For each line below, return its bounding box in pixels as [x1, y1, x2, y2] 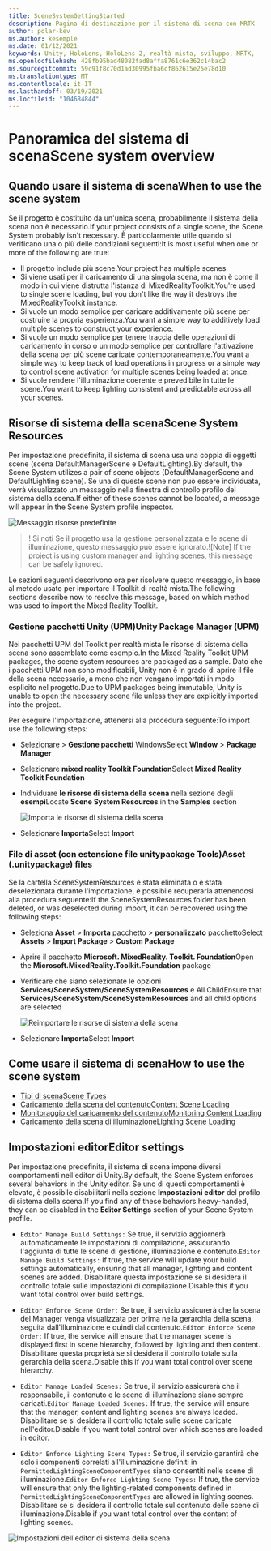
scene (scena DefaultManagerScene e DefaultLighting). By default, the [8, 459, 243, 469]
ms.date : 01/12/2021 [8, 42, 78, 50]
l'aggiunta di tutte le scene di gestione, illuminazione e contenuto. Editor [19, 1246, 261, 1257]
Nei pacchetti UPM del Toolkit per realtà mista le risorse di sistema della [8, 640, 248, 649]
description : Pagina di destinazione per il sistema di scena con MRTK [8, 19, 255, 28]
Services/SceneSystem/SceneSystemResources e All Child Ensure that [19, 984, 262, 994]
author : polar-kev [8, 27, 70, 35]
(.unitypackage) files [8, 859, 93, 870]
